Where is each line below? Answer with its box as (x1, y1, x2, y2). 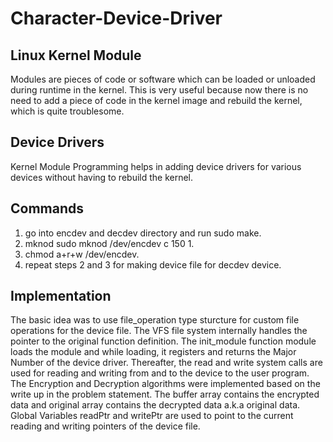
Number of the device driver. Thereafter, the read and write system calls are (10, 357, 323, 369)
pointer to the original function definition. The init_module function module (10, 335, 317, 347)
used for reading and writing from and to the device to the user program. (10, 367, 310, 379)
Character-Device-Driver (10, 7, 223, 30)
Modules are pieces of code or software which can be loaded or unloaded (10, 73, 316, 85)
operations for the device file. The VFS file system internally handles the (10, 325, 308, 337)
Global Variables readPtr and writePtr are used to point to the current (10, 410, 294, 422)
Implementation (10, 288, 112, 305)
